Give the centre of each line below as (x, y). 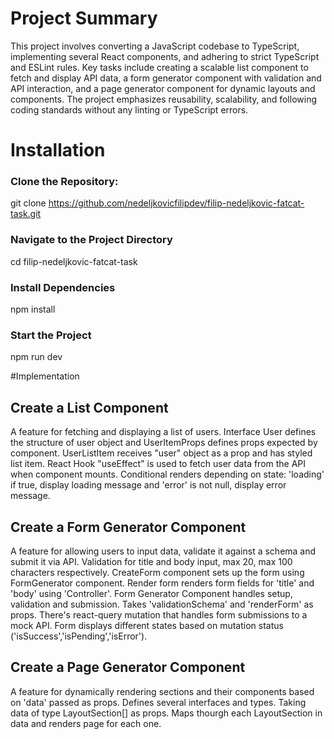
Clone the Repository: (64, 182)
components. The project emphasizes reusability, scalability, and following (163, 99)
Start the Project (51, 335)
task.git (26, 214)
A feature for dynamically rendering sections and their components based (162, 691)
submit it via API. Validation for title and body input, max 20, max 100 (151, 561)
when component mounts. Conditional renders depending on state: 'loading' (167, 474)
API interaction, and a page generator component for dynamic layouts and (163, 88)
